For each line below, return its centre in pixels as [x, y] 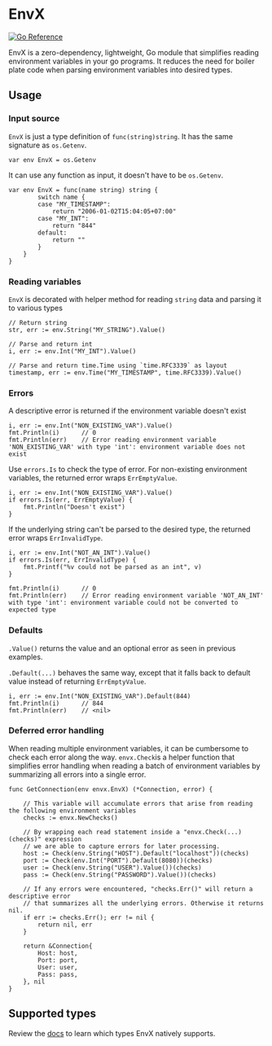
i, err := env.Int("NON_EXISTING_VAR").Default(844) [100, 696]
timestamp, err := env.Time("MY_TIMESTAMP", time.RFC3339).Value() [125, 372]
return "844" [74, 225]
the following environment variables [72, 811]
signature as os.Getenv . [48, 145]
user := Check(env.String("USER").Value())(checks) [112, 868]
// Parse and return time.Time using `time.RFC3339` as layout [118, 365]
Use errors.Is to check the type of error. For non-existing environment [128, 470]
